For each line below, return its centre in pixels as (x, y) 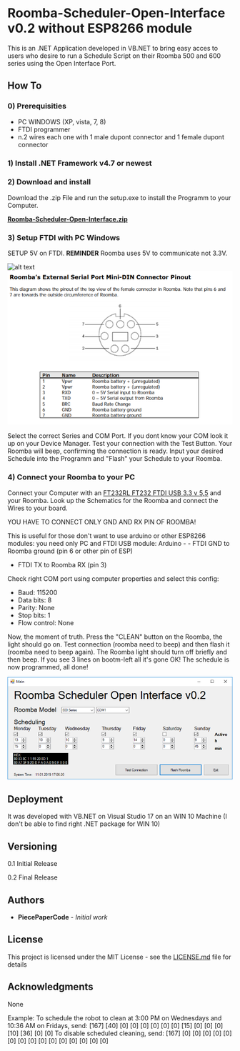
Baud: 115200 (37, 592)
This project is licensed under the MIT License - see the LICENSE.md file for (119, 957)
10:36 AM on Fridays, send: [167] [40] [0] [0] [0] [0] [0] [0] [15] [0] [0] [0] (115, 1025)
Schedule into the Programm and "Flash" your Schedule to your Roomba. (115, 459)
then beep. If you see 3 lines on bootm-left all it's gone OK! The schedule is (119, 659)
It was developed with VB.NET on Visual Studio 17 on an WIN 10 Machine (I (117, 817)
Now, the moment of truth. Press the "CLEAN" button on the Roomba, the (115, 637)
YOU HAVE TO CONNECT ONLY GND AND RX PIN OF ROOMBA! (102, 522)
